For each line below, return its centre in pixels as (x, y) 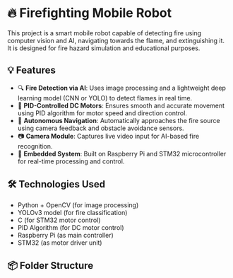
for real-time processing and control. (71, 161)
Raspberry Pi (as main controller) (66, 235)
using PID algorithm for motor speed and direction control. (102, 113)
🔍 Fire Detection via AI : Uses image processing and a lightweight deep (121, 88)
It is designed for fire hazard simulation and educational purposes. (104, 48)
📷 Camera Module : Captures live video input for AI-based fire (108, 136)
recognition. (35, 146)
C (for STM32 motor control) (59, 220)
